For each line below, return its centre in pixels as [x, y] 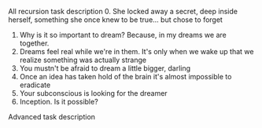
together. [34, 43]
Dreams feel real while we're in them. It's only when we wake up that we [137, 51]
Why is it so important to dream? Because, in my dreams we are [123, 35]
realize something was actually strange [83, 60]
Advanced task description [52, 117]
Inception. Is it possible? [59, 102]
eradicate [35, 85]
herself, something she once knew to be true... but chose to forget [115, 20]
